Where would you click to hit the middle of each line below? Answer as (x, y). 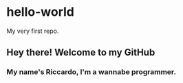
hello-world (41, 12)
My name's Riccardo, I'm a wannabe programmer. (91, 72)
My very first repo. (33, 31)
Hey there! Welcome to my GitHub (81, 52)
